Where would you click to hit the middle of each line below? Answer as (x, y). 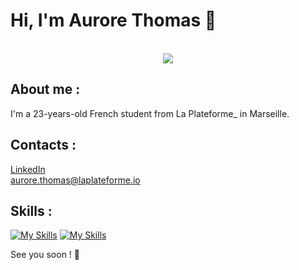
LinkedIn (28, 169)
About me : (45, 89)
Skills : (31, 210)
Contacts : (43, 145)
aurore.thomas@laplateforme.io (75, 180)
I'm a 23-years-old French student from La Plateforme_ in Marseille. (150, 113)
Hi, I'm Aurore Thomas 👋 (113, 20)
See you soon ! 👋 (45, 255)
